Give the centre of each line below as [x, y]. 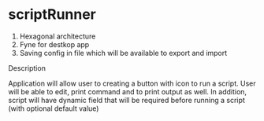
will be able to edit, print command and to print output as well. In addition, [127, 91]
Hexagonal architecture [58, 36]
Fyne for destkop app [54, 44]
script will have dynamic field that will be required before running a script [127, 100]
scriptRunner [52, 15]
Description [27, 68]
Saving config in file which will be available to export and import [123, 53]
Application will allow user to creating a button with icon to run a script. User [132, 83]
